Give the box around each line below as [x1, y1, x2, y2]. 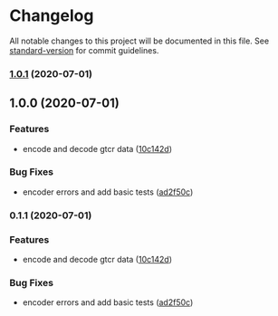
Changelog [9, 5, 94, 26]
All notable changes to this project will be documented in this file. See [9, 35, 270, 46]
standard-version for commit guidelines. [9, 44, 159, 55]
